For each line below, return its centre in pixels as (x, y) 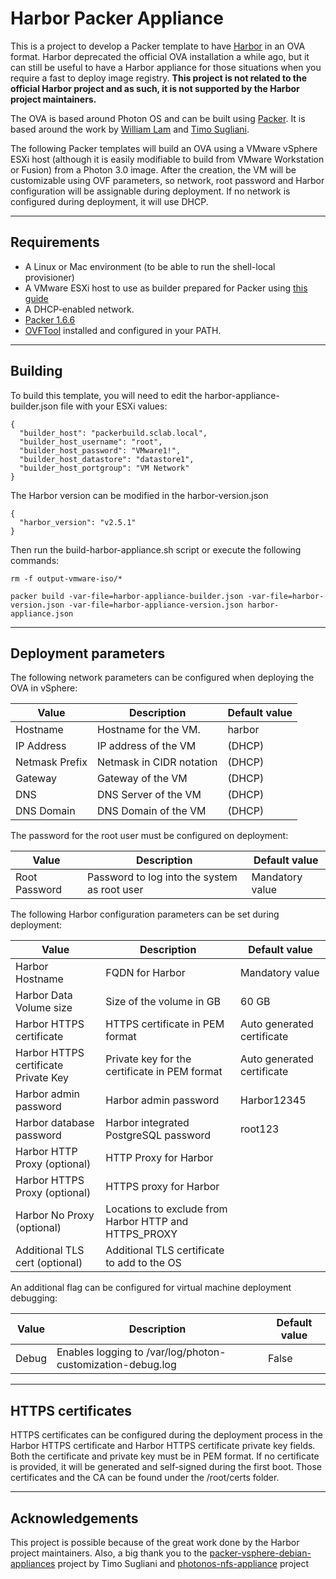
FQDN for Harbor (145, 973)
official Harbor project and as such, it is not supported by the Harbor (155, 88)
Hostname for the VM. (148, 730)
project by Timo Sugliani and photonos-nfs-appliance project (183, 1563)
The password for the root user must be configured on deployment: (149, 836)
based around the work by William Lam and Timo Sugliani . (130, 129)
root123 (260, 1129)
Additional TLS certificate (165, 1250)
